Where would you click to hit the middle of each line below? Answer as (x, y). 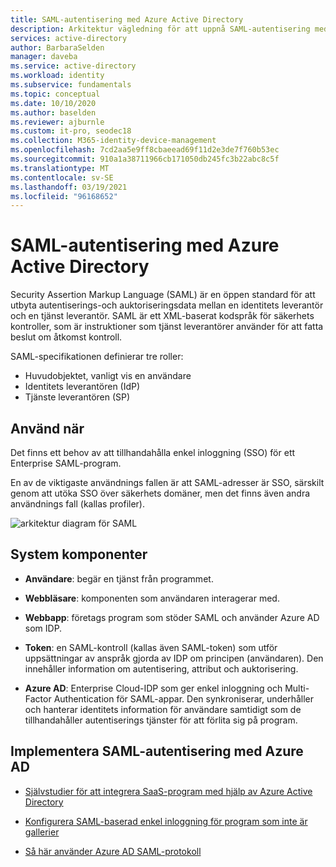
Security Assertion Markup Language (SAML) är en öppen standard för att (163, 295)
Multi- (297, 688)
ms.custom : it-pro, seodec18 (71, 131)
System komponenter (79, 554)
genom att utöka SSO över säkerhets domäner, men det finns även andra (160, 493)
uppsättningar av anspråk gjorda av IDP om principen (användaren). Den (174, 658)
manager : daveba (44, 57)
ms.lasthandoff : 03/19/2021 (69, 187)
